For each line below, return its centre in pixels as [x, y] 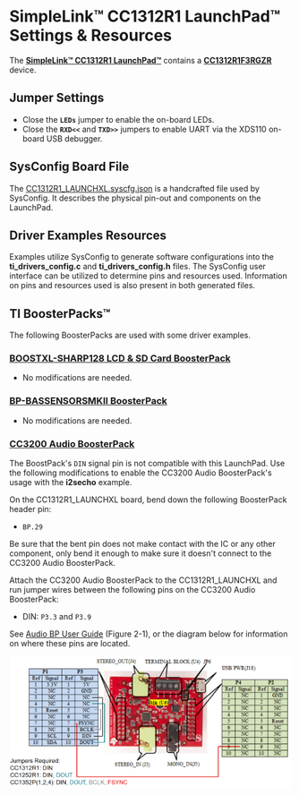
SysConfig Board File [69, 167]
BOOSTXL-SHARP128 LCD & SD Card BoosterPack [120, 358]
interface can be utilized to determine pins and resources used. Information [149, 276]
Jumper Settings [57, 98]
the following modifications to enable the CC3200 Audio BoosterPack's [141, 473]
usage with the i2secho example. [71, 483]
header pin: [30, 509]
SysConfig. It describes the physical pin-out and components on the [135, 198]
